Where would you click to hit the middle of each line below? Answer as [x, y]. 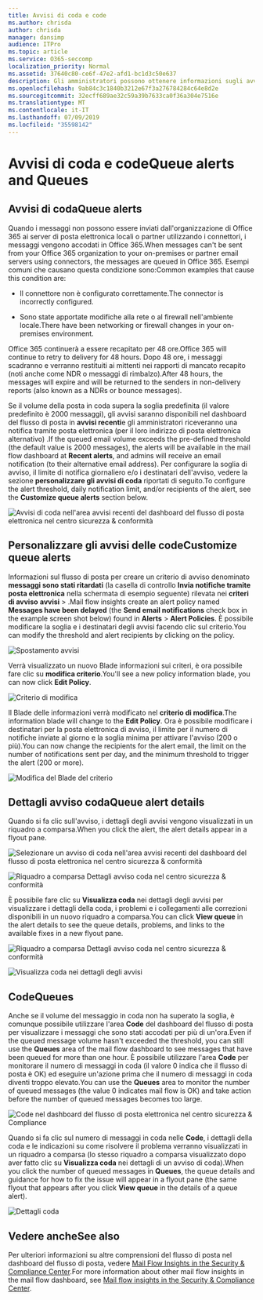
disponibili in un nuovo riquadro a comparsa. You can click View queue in [126, 917]
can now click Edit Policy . [50, 682]
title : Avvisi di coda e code [58, 15]
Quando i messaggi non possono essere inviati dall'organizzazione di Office [130, 228]
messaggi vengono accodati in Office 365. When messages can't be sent [125, 245]
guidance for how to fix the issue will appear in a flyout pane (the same [122, 1180]
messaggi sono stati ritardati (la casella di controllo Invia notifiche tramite [130, 584]
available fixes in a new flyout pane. [66, 934]
